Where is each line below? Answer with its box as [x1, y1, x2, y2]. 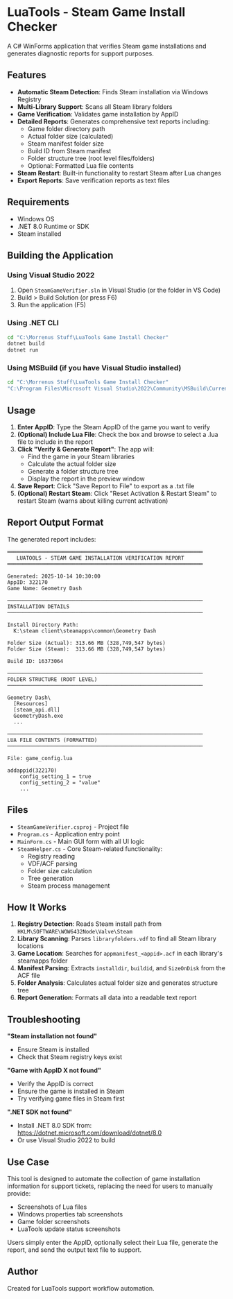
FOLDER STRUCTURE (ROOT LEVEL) [7, 676, 98, 683]
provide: [7, 1189, 31, 1198]
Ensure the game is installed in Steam [17, 1087, 125, 1096]
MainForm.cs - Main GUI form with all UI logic [17, 837, 145, 845]
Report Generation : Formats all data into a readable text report [17, 993, 197, 1002]
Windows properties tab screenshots [17, 1210, 123, 1219]
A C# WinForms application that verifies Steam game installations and [7, 42, 207, 50]
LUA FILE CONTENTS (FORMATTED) [7, 737, 98, 743]
